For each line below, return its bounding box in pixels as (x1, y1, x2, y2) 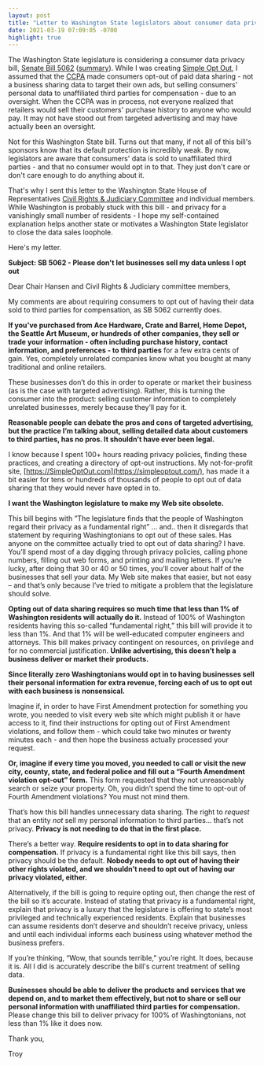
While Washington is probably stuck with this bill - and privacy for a (8, 202, 226, 212)
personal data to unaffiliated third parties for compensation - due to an (8, 88, 236, 98)
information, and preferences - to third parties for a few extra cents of (8, 345, 240, 355)
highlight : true (8, 33, 61, 42)
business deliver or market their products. (8, 655, 149, 664)
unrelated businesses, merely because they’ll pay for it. (8, 403, 187, 412)
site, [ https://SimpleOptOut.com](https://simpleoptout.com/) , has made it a (8, 467, 250, 476)
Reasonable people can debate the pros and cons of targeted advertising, (8, 418, 254, 427)
